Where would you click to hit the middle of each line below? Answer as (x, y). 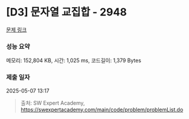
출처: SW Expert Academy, (53, 103)
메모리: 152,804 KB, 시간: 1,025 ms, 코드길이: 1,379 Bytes (74, 60)
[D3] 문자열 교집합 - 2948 (66, 12)
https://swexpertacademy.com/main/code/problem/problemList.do (102, 110)
